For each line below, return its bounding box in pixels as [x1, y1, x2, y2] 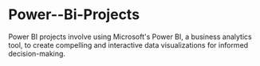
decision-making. [8, 49, 66, 58]
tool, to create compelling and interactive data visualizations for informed [8, 40, 249, 49]
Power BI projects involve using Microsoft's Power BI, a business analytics [8, 32, 253, 41]
